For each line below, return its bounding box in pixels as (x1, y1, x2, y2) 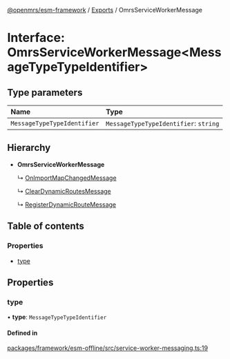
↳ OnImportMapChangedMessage (17, 174, 117, 182)
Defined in (7, 329, 38, 337)
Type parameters (7, 86, 83, 99)
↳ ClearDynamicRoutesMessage (17, 187, 112, 195)
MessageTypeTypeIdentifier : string (106, 119, 220, 128)
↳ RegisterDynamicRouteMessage (17, 200, 117, 209)
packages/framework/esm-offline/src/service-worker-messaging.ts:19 (7, 344, 209, 352)
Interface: (7, 30, 66, 45)
